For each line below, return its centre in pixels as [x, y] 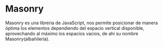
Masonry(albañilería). [27, 39]
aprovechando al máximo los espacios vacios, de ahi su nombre [72, 33]
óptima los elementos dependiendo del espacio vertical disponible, [75, 28]
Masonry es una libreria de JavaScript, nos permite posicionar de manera [82, 23]
